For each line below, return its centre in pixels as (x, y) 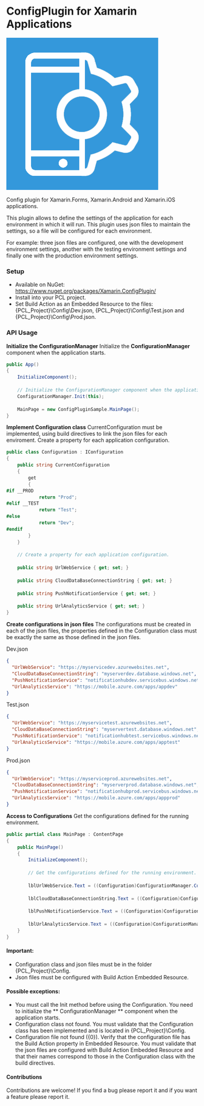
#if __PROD (20, 491)
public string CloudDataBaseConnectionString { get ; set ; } (95, 580)
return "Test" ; (58, 510)
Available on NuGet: (40, 285)
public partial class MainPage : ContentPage (65, 834)
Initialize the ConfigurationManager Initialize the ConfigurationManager (98, 346)
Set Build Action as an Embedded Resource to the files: (84, 304)
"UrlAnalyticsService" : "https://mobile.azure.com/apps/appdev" (95, 687)
